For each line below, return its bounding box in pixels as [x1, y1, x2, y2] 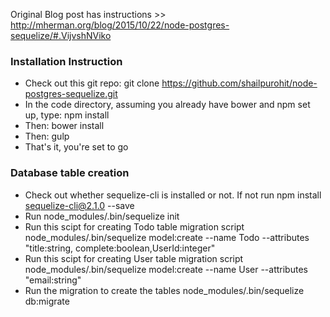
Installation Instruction [10, 54, 123, 68]
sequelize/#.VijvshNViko [10, 30, 112, 41]
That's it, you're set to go [24, 141, 129, 153]
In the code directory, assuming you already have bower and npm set [24, 99, 311, 111]
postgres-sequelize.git [24, 88, 118, 100]
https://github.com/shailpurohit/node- [161, 77, 318, 89]
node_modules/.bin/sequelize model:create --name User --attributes [24, 263, 308, 275]
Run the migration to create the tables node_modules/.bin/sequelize [24, 284, 305, 296]
